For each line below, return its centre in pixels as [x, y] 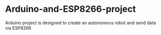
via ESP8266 [18, 28]
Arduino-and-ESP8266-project [71, 9]
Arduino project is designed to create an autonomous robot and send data [80, 23]
